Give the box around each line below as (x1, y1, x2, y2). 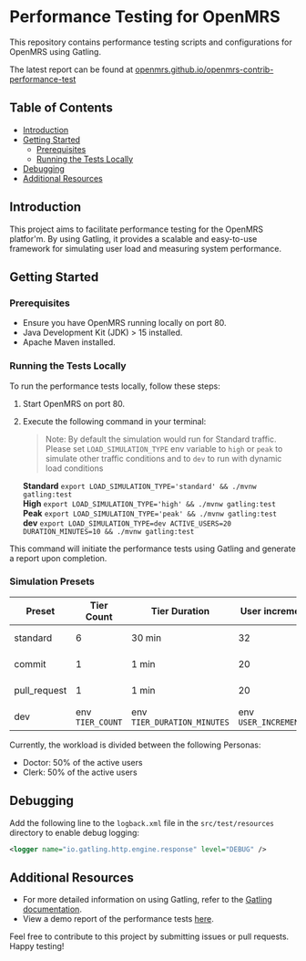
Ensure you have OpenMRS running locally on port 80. (22, 318, 227, 329)
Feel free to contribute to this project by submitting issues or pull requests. (9, 931, 290, 942)
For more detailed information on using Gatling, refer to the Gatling (22, 894, 273, 905)
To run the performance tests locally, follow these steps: (9, 381, 220, 392)
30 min (131, 632, 162, 644)
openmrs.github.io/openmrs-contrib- (135, 64, 274, 75)
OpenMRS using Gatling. (9, 46, 102, 57)
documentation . (22, 904, 82, 914)
